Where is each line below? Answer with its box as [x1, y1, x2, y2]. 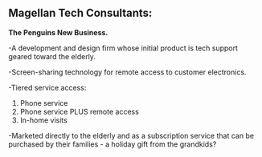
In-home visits [19, 115, 68, 125]
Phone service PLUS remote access [19, 107, 139, 116]
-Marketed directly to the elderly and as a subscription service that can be [8, 131, 255, 140]
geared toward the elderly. [8, 51, 96, 61]
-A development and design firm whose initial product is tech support [8, 43, 239, 53]
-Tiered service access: [8, 83, 87, 92]
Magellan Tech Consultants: [8, 6, 153, 20]
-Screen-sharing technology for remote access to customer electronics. [8, 67, 247, 77]
